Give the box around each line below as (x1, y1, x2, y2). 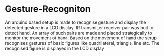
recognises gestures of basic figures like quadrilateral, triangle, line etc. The (5, 40, 160, 46)
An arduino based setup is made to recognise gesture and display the (5, 19, 146, 25)
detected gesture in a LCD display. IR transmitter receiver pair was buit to (5, 24, 154, 30)
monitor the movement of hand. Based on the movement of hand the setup (5, 35, 157, 41)
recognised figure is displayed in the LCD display (5, 45, 104, 51)
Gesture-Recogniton (5, 3, 91, 15)
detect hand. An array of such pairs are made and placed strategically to (5, 30, 152, 36)
